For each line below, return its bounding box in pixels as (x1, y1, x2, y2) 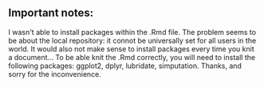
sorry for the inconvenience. (8, 69, 102, 78)
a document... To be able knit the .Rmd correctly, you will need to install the (8, 52, 256, 62)
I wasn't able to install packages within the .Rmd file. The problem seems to (8, 27, 257, 36)
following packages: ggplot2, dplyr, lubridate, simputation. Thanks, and (8, 61, 242, 70)
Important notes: (8, 6, 94, 20)
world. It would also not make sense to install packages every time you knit (8, 43, 254, 54)
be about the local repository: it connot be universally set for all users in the (8, 36, 257, 45)
